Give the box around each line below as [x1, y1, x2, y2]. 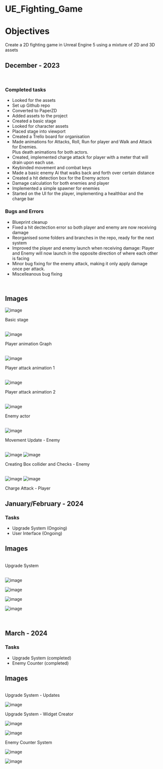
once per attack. [12, 266, 45, 272]
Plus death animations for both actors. [12, 149, 89, 155]
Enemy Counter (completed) [12, 660, 69, 666]
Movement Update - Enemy [5, 437, 60, 443]
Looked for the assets [12, 98, 56, 103]
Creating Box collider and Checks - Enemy [5, 461, 90, 467]
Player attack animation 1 [5, 365, 55, 371]
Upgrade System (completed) [12, 655, 72, 661]
